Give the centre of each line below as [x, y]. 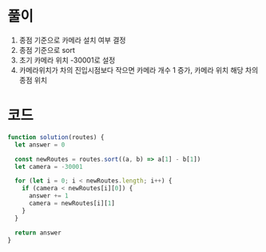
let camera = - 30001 [49, 166]
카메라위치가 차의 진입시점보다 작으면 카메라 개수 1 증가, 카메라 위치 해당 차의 [139, 70]
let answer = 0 [40, 145]
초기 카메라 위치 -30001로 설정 [67, 60]
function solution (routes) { [56, 137]
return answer [38, 233]
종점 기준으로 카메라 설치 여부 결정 [72, 40]
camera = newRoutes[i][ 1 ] [71, 203]
